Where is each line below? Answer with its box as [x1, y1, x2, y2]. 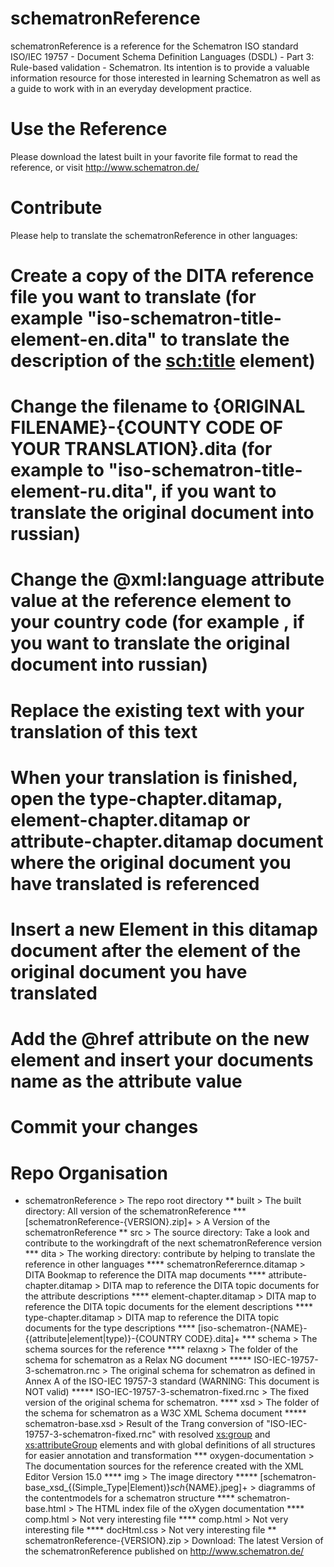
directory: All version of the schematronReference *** [24, 1205, 247, 1217]
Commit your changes [10, 1116, 199, 1139]
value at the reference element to [10, 590, 292, 612]
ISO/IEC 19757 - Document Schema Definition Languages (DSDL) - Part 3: [10, 50, 315, 62]
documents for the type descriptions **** [24, 1322, 196, 1334]
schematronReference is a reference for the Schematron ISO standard [10, 40, 299, 52]
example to [10, 459, 105, 482]
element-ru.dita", [10, 480, 158, 503]
